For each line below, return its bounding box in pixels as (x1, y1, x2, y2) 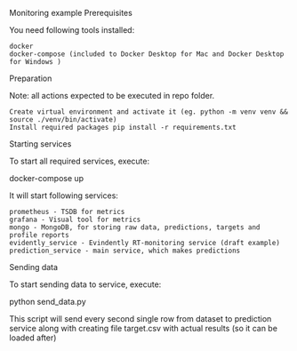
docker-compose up (9, 173, 84, 183)
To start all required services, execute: (9, 156, 149, 166)
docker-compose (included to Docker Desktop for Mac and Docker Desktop (9, 50, 285, 59)
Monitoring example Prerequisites (9, 8, 133, 18)
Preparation (9, 73, 52, 84)
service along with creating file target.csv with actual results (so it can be (9, 323, 278, 333)
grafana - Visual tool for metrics (9, 215, 141, 224)
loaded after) (9, 332, 57, 343)
